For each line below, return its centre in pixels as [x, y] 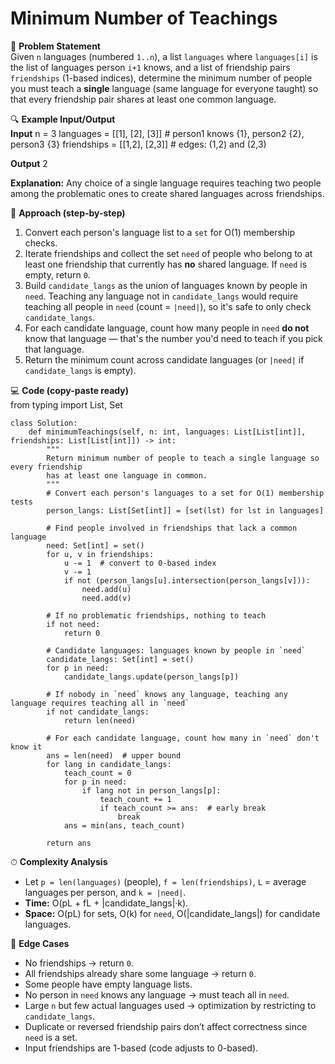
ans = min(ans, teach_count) [124, 825]
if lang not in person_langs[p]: [151, 790]
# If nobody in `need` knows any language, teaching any [167, 694]
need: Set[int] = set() [95, 545]
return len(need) [100, 720]
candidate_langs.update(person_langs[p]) [151, 677]
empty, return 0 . [57, 274]
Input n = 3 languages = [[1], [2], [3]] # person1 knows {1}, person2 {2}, [157, 133]
